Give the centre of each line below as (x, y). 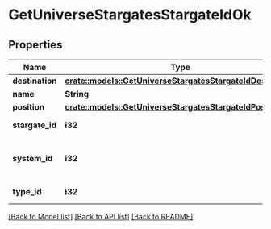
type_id (27, 192)
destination (35, 81)
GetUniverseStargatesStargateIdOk (130, 15)
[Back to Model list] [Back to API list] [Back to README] (101, 217)
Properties (35, 45)
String (77, 94)
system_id (33, 158)
